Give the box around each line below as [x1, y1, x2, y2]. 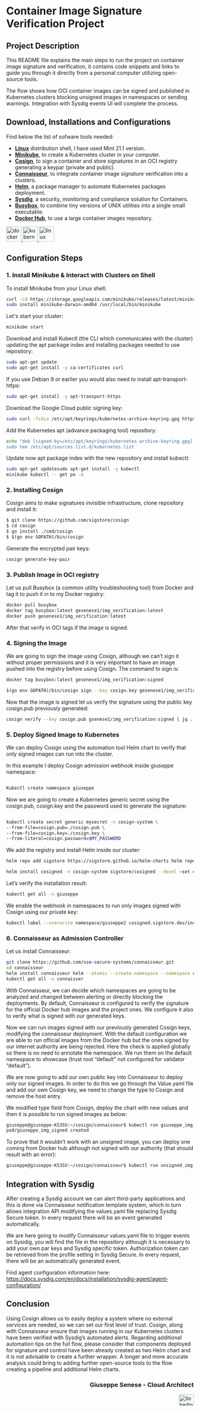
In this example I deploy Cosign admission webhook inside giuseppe [6, 762, 174, 769]
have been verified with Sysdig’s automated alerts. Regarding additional [6, 1334, 182, 1341]
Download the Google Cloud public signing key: [6, 404, 123, 411]
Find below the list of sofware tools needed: [6, 133, 114, 140]
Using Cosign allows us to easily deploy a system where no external [6, 1315, 173, 1322]
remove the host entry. [6, 1092, 62, 1099]
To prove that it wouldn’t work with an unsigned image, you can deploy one [6, 1138, 190, 1145]
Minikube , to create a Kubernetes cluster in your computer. [14, 151, 161, 158]
